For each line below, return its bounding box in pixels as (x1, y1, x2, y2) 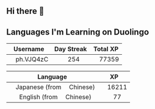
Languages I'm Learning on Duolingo (6, 27, 150, 37)
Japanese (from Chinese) (15, 83, 96, 91)
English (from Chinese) (19, 93, 92, 101)
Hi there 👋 (6, 6, 45, 16)
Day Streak (54, 45, 87, 54)
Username (13, 45, 45, 54)
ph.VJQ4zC (15, 55, 49, 64)
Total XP (93, 45, 119, 54)
